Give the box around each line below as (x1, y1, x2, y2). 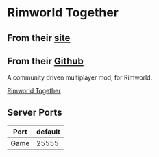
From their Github (7, 55, 84, 67)
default (36, 127, 60, 136)
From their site (7, 32, 71, 44)
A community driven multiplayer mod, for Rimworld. (7, 73, 153, 82)
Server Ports (7, 106, 62, 118)
